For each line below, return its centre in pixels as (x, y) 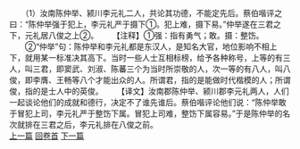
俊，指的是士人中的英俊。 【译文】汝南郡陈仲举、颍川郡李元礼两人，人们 (149, 91)
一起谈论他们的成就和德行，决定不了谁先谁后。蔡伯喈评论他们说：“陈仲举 (144, 102)
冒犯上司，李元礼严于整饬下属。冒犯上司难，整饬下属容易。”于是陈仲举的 (150, 113)
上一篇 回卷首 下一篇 (47, 136)
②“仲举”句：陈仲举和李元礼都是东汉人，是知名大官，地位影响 (139, 46)
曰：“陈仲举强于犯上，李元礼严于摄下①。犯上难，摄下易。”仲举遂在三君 (142, 24)
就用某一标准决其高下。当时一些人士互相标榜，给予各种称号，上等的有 (154, 58)
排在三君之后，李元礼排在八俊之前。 (91, 124)
